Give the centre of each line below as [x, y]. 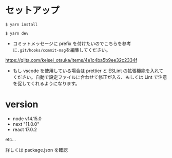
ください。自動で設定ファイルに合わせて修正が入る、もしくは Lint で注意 [90, 77]
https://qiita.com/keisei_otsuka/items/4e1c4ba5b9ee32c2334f [71, 60]
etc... [11, 139]
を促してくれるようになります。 [46, 83]
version [22, 105]
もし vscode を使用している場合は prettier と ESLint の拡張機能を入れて [88, 71]
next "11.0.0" [26, 124]
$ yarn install [22, 24]
